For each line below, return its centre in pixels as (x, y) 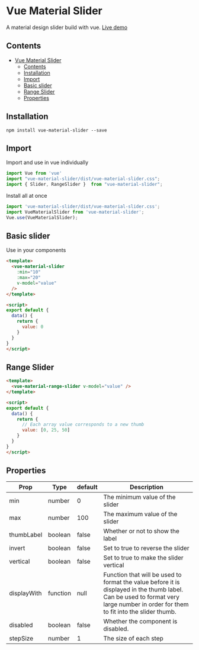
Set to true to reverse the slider (146, 548)
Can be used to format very (141, 597)
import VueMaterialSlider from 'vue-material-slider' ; (75, 212)
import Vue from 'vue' (34, 173)
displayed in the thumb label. (143, 590)
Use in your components (36, 250)
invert (17, 548)
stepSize (21, 639)
